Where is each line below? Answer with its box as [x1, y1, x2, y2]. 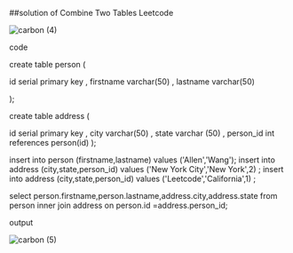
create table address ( [9, 111, 91, 121]
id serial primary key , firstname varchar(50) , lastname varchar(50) [9, 76, 256, 87]
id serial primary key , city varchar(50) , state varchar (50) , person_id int [9, 128, 275, 138]
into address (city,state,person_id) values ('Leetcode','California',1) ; [9, 173, 257, 184]
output [9, 217, 34, 227]
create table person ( [9, 59, 86, 69]
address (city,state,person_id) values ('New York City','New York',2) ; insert [9, 164, 284, 174]
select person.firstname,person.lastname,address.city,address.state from [9, 191, 278, 201]
